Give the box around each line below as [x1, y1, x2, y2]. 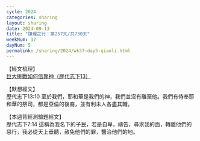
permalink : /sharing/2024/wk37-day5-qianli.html [6, 48, 131, 54]
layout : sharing [6, 20, 47, 26]
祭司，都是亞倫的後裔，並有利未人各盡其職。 [22, 100, 133, 107]
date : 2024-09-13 [6, 25, 50, 32]
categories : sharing [6, 14, 58, 20]
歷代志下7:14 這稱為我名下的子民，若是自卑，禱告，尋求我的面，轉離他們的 [6, 121, 192, 128]
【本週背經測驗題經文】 [6, 113, 64, 120]
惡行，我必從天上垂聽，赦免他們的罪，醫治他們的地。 [6, 128, 139, 135]
